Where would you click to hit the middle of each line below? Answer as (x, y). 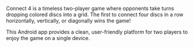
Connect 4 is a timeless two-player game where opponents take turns (90, 8)
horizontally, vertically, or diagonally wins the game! (69, 21)
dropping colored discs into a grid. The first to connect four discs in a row (95, 15)
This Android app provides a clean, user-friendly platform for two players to (97, 32)
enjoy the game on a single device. (48, 38)
